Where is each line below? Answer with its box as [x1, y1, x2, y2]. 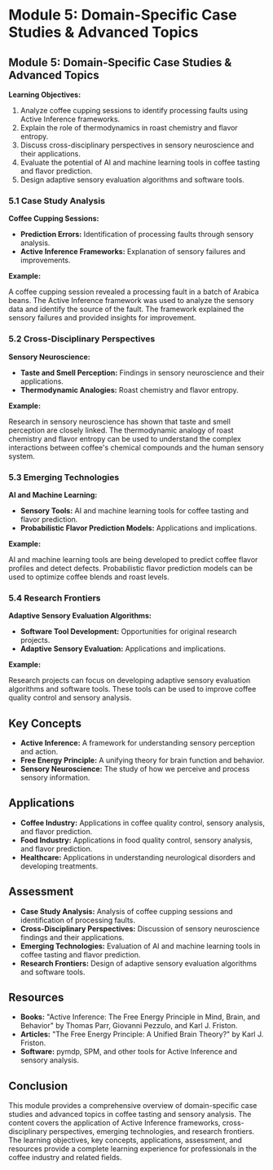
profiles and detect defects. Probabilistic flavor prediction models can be [8, 563, 253, 573]
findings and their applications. [20, 932, 125, 942]
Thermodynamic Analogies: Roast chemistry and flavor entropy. [20, 385, 239, 394]
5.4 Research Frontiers [8, 592, 101, 604]
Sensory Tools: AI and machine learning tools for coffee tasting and [20, 505, 249, 515]
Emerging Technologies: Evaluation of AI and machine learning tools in [20, 941, 261, 951]
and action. [20, 747, 59, 756]
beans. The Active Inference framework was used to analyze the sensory [8, 296, 254, 306]
